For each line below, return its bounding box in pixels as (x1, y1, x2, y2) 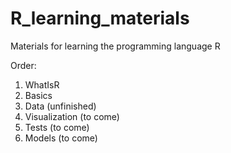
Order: (10, 59, 37, 71)
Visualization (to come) (24, 110, 120, 122)
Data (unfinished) (24, 100, 97, 112)
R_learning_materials (10, 7, 190, 30)
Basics (24, 89, 53, 101)
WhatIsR (24, 78, 60, 91)
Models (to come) (24, 132, 98, 144)
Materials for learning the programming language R (10, 40, 221, 52)
